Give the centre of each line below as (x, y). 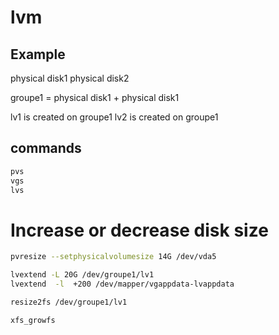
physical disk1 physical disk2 (70, 78)
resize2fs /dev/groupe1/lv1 (69, 302)
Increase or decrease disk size (139, 230)
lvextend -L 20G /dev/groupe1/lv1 (82, 275)
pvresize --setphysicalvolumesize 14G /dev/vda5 (113, 257)
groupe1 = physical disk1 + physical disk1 (95, 97)
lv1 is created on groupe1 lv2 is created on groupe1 (114, 117)
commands (46, 148)
